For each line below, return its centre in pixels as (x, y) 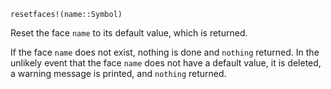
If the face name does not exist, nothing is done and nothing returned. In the (165, 52)
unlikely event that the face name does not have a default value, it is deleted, (166, 63)
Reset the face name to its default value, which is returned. (129, 33)
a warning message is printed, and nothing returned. (118, 73)
